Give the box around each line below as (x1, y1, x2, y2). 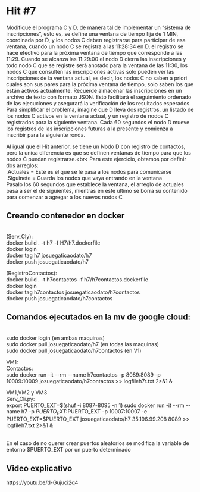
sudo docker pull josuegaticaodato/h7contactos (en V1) (6, 347, 142, 354)
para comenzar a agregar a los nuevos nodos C (6, 193, 123, 200)
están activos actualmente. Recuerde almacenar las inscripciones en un (6, 87, 183, 94)
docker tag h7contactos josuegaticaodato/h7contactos (6, 289, 140, 296)
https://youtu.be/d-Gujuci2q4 (6, 479, 79, 486)
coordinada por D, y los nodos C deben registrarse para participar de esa (6, 36, 186, 43)
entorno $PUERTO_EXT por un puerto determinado (6, 446, 131, 453)
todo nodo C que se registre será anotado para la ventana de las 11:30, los (6, 61, 188, 69)
